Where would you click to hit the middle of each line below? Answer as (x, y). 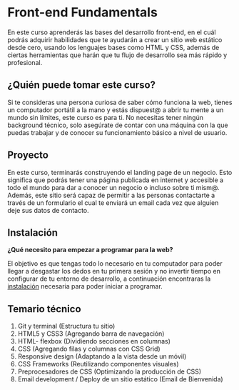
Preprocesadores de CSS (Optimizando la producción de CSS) (110, 371)
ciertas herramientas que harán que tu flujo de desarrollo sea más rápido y (117, 55)
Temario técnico (44, 309)
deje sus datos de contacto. (48, 210)
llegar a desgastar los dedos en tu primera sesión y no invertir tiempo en (114, 271)
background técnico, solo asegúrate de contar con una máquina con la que (118, 125)
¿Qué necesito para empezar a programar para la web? (90, 250)
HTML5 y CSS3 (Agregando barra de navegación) (91, 334)
